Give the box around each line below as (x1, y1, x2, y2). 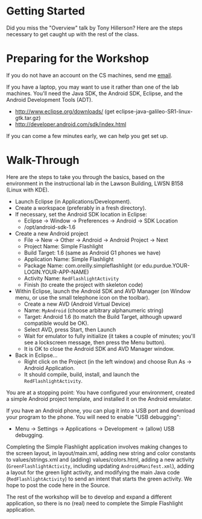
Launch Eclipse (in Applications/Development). (14, 198, 131, 205)
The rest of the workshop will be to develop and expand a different (6, 493, 172, 500)
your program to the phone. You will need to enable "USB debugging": (6, 413, 181, 420)
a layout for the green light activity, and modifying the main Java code (6, 468, 180, 476)
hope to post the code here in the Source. (6, 481, 110, 489)
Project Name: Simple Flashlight (24, 242, 104, 250)
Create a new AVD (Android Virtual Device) (24, 300, 131, 307)
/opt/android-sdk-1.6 (24, 223, 76, 230)
